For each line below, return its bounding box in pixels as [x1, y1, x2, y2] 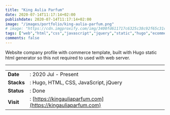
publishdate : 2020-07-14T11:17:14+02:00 [5, 17, 92, 22]
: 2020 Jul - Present [29, 71, 78, 78]
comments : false [5, 36, 39, 41]
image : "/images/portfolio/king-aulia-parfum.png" [5, 21, 114, 27]
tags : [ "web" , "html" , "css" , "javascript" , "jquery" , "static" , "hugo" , [5, 31, 151, 36]
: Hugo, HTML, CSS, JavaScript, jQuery [29, 79, 122, 86]
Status [8, 87, 24, 94]
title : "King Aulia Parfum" [5, 7, 65, 13]
